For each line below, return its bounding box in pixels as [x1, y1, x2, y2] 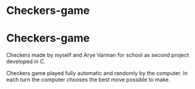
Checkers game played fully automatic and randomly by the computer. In [6, 70, 188, 77]
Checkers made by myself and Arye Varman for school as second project [6, 51, 190, 59]
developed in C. [6, 58, 46, 65]
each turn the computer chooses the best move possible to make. [6, 76, 171, 84]
